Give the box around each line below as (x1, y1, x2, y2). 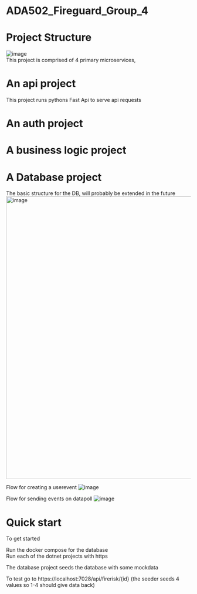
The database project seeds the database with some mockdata (6, 564, 158, 571)
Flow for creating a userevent (6, 484, 77, 491)
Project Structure (6, 31, 92, 45)
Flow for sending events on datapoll (6, 495, 93, 502)
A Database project (6, 170, 102, 184)
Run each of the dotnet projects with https (6, 552, 108, 560)
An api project (6, 77, 76, 90)
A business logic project (6, 144, 127, 157)
